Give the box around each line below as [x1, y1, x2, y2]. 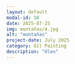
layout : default [6, 9, 48, 15]
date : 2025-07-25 [6, 20, 51, 26]
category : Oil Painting [6, 43, 67, 49]
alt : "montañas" [6, 32, 48, 38]
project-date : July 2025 [6, 37, 70, 43]
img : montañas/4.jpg [6, 26, 59, 32]
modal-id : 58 [6, 15, 40, 21]
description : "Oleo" [6, 49, 59, 55]
